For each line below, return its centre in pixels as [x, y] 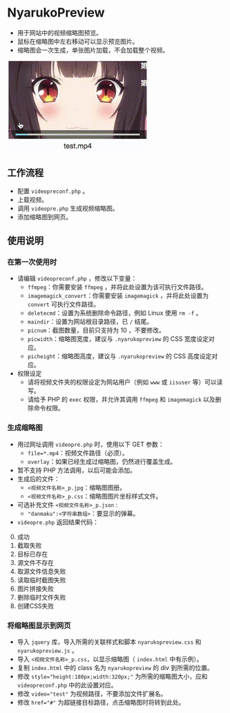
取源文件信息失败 [41, 571]
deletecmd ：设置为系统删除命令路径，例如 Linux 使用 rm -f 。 [115, 313]
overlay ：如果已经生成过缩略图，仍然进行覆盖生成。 [102, 461]
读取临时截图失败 [41, 580]
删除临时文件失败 [41, 597]
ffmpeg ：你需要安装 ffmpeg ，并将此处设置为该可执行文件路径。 [117, 287]
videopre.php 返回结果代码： [58, 522]
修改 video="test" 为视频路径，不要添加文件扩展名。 [92, 694]
